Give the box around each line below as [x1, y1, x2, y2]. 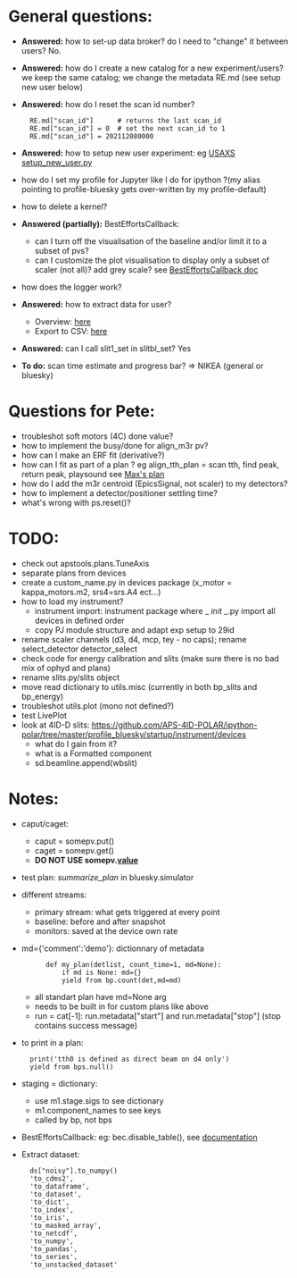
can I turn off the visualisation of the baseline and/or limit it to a [34, 235, 268, 247]
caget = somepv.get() [34, 845, 115, 855]
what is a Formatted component [34, 748, 153, 759]
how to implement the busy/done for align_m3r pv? [21, 440, 209, 450]
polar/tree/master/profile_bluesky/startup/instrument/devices [21, 728, 247, 739]
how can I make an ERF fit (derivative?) [21, 450, 166, 460]
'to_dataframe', [29, 1181, 90, 1190]
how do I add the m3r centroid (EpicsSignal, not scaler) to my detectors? [21, 478, 288, 489]
